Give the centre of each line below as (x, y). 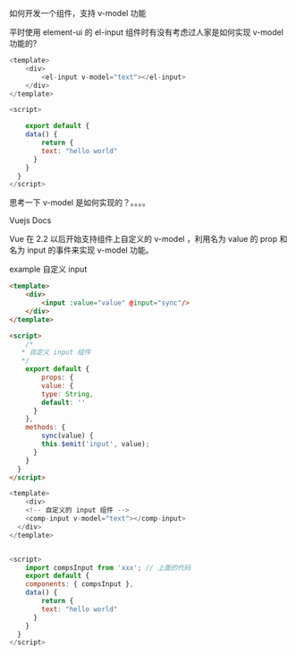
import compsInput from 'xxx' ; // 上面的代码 (108, 567)
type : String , (68, 394)
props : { (58, 377)
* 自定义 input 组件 (56, 352)
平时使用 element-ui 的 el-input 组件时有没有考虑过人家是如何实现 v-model (147, 32)
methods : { (46, 427)
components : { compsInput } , (80, 584)
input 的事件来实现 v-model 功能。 (90, 250)
